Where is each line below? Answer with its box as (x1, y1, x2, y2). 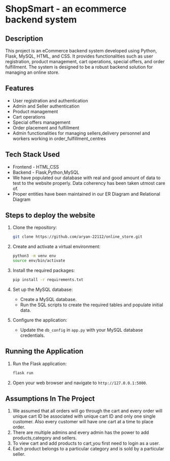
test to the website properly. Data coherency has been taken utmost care (12, 180, 165, 186)
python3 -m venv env (12, 253, 56, 259)
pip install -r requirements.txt (12, 277, 84, 283)
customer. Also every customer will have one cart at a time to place (12, 419, 154, 425)
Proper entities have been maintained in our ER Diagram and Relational (12, 191, 161, 197)
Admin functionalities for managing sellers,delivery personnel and (12, 130, 151, 136)
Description (5, 34, 43, 43)
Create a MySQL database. (20, 296, 77, 302)
